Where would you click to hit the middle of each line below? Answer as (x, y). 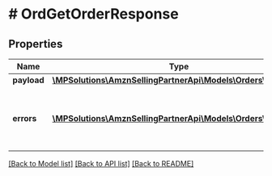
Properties (36, 44)
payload (28, 80)
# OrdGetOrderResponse (94, 14)
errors (25, 118)
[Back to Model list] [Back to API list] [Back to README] (101, 163)
